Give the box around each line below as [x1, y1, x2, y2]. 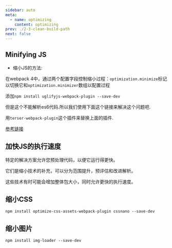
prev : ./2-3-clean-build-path [5, 27, 70, 32]
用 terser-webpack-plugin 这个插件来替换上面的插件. [5, 115, 114, 121]
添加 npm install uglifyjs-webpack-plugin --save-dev [5, 93, 121, 99]
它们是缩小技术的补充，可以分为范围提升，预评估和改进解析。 [5, 167, 136, 174]
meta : [5, 12, 17, 17]
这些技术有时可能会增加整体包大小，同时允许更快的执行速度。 [5, 178, 136, 185]
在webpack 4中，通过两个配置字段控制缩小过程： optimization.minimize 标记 [5, 75, 167, 82]
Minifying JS [5, 50, 47, 59]
